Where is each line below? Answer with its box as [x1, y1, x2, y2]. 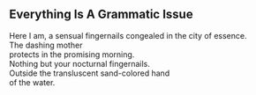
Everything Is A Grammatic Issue [9, 7, 193, 22]
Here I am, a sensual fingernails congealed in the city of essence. [9, 30, 247, 40]
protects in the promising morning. [9, 48, 135, 60]
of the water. [9, 77, 56, 87]
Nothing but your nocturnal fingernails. [9, 58, 150, 69]
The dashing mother [9, 40, 83, 50]
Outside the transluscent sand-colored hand [9, 68, 170, 78]
